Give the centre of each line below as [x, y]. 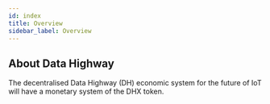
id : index [25, 16]
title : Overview [35, 23]
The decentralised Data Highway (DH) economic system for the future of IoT [135, 83]
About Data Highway [61, 63]
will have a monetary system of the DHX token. [86, 92]
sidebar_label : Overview [50, 31]
